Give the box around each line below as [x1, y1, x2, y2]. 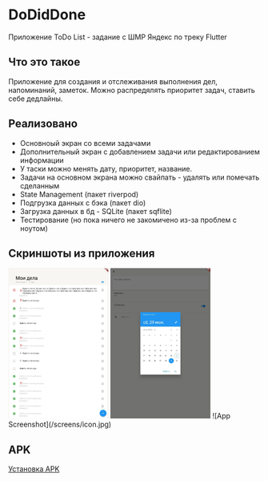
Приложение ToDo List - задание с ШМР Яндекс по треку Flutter [8, 32, 228, 42]
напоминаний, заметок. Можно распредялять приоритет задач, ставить [8, 85, 256, 95]
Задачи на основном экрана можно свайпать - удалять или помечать [19, 172, 260, 182]
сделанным [19, 180, 60, 190]
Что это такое [8, 55, 81, 69]
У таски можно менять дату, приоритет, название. [19, 164, 193, 173]
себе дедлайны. [8, 94, 63, 103]
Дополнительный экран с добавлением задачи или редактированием [19, 147, 260, 156]
